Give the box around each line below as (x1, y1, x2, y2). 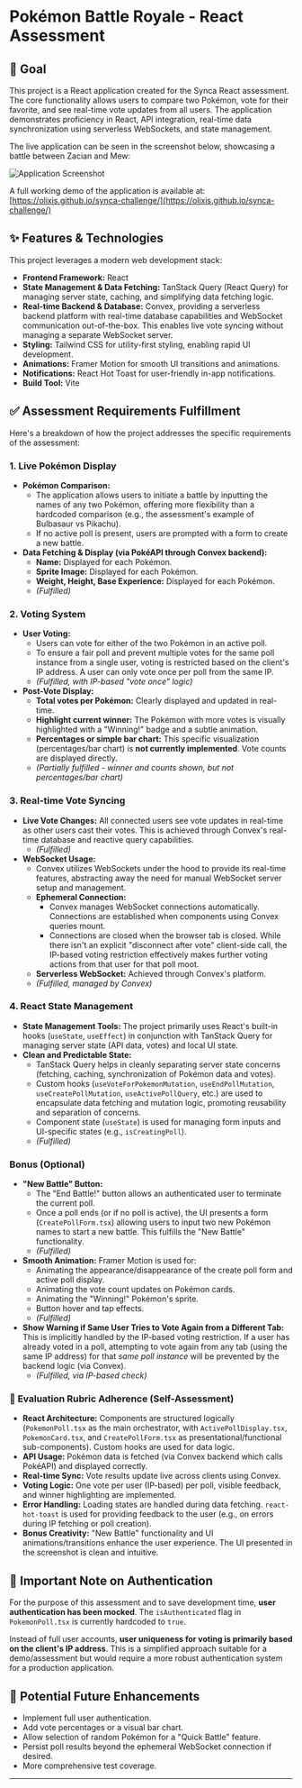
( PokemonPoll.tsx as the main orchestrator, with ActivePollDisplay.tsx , (22, 1422, 288, 1434)
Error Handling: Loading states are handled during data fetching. (22, 1499, 263, 1510)
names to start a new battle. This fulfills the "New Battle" (35, 1227, 245, 1237)
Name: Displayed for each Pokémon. (35, 556, 173, 567)
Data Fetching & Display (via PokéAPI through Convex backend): (22, 547, 268, 558)
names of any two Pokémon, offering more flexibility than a (35, 498, 254, 510)
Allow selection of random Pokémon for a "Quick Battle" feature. (22, 1732, 261, 1743)
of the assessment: (9, 437, 81, 448)
